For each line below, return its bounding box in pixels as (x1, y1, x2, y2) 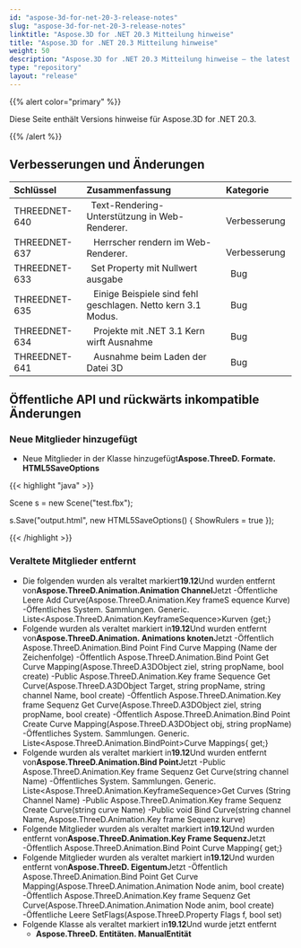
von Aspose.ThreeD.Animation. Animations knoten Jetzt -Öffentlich (21, 632, 275, 643)
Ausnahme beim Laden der (93, 350, 208, 363)
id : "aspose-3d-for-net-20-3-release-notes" (9, 13, 178, 22)
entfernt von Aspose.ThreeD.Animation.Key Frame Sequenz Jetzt (21, 832, 266, 844)
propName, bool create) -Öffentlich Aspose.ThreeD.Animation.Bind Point (21, 708, 291, 719)
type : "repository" (9, 64, 82, 73)
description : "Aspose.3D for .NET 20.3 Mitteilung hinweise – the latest (9, 55, 291, 64)
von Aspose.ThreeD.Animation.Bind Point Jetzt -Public (21, 756, 227, 768)
